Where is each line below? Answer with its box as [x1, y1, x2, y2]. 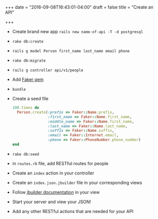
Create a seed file [12, 96, 48, 101]
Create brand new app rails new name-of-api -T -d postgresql [12, 29, 143, 34]
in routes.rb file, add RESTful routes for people [12, 160, 109, 166]
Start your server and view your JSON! [12, 199, 91, 205]
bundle [12, 87, 26, 92]
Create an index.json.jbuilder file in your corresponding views [12, 179, 142, 185]
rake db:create [12, 39, 44, 44]
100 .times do [12, 105, 39, 110]
